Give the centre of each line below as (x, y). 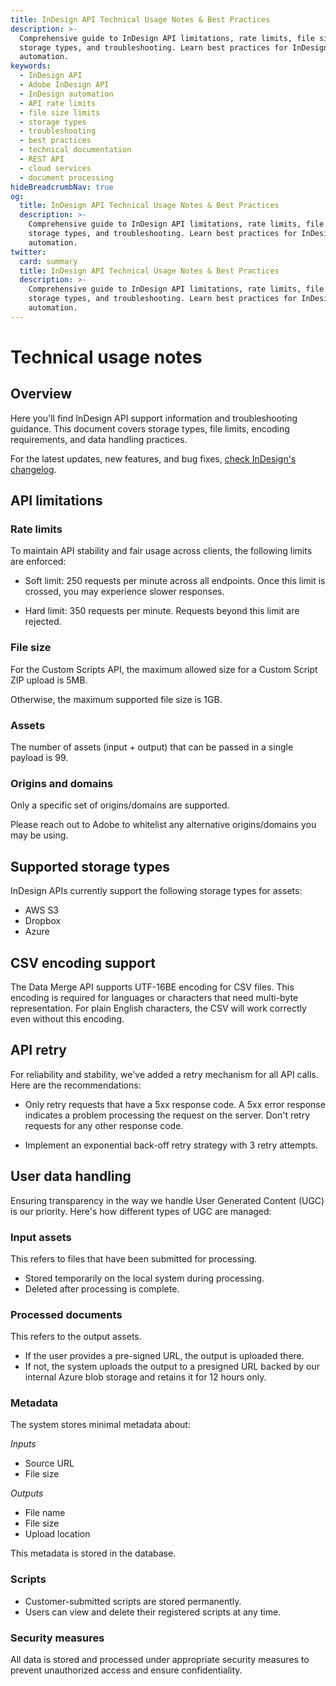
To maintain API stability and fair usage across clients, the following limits (161, 551)
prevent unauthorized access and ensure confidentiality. (126, 1670)
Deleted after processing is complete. (102, 1288)
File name (45, 1513)
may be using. (39, 835)
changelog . (33, 469)
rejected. (43, 622)
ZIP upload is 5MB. (49, 680)
